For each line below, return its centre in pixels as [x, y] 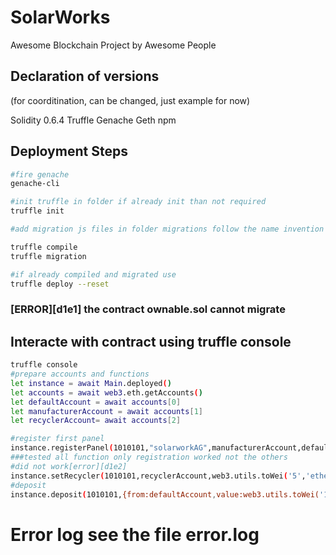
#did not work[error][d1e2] [69, 466]
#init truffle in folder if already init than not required [138, 202]
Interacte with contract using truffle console [151, 341]
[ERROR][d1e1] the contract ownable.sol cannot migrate [148, 309]
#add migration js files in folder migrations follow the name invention [167, 229]
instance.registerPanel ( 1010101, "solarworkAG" [109, 448]
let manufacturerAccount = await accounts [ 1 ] [106, 411]
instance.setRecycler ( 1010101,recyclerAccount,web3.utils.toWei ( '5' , [158, 476]
